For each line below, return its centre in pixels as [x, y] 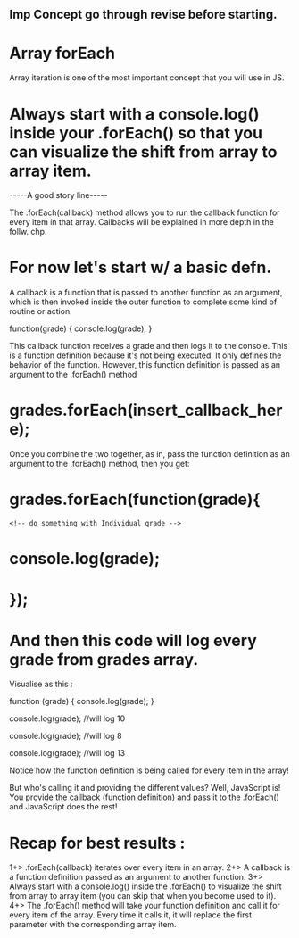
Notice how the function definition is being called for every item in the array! [149, 770]
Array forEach [62, 53]
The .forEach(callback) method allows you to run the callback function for [145, 212]
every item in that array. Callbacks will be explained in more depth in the [141, 222]
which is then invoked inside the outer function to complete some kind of [143, 302]
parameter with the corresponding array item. [93, 925]
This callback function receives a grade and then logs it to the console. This [149, 346]
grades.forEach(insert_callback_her [146, 411]
